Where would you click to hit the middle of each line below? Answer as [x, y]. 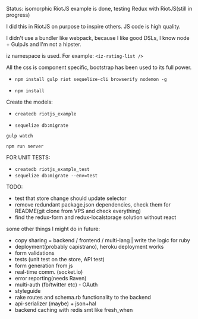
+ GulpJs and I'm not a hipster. [44, 44]
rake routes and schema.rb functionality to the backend [83, 297]
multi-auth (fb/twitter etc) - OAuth [56, 284]
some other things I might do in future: [53, 229]
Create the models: [30, 102]
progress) [18, 15]
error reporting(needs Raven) [51, 278]
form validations [34, 253]
